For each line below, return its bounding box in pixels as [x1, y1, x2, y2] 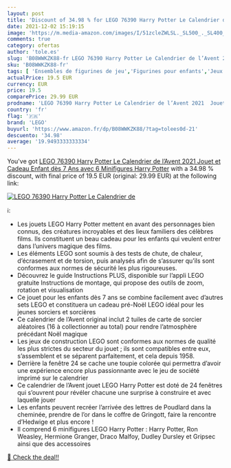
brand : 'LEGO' [7, 119, 48, 126]
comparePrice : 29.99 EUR [7, 94, 78, 101]
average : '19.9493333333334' [7, 139, 91, 145]
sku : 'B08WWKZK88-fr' [7, 61, 69, 68]
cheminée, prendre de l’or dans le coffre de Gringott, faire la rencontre [16, 411, 217, 419]
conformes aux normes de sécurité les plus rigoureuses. [16, 264, 177, 272]
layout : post [7, 10, 45, 17]
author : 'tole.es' [7, 49, 60, 56]
